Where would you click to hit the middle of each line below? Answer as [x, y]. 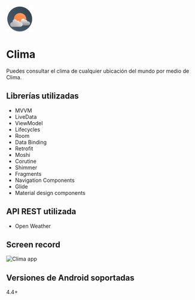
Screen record [33, 244]
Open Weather [33, 226]
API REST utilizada [41, 211]
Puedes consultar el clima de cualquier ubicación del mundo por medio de [98, 71]
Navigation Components [45, 180]
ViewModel [29, 123]
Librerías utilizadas [42, 96]
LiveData [26, 117]
